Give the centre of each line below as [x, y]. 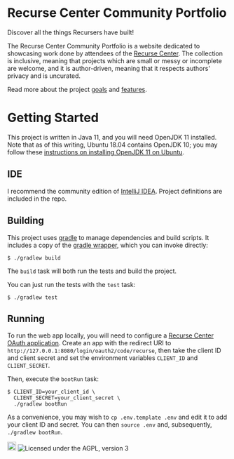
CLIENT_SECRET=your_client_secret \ [67, 398]
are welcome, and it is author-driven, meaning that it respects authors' [109, 68]
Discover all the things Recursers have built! [71, 32]
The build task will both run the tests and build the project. [92, 271]
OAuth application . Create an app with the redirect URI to [89, 343]
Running [26, 318]
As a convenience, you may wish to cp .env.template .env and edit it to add [117, 417]
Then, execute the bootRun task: [53, 379]
